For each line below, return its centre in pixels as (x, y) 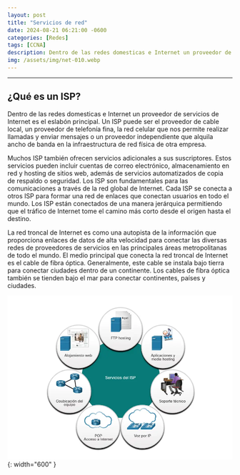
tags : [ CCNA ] (27, 45)
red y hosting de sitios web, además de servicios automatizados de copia (115, 173)
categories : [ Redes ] (38, 38)
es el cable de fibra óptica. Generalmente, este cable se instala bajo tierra (116, 262)
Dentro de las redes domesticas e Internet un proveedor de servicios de (113, 113)
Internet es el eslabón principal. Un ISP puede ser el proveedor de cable (113, 121)
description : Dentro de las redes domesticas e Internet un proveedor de (120, 53)
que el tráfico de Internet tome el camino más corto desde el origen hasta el (119, 211)
